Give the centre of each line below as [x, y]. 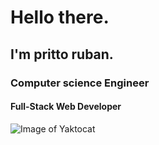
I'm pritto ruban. [62, 54]
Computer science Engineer [80, 83]
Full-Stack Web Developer [66, 107]
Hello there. [60, 17]
